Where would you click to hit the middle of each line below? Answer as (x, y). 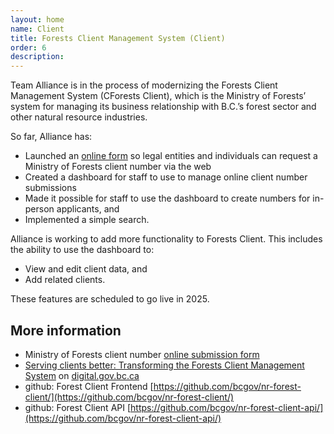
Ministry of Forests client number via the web (118, 167)
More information (66, 330)
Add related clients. (65, 280)
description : (37, 57)
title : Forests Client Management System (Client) (118, 38)
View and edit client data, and (86, 269)
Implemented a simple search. (87, 220)
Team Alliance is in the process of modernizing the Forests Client (144, 85)
